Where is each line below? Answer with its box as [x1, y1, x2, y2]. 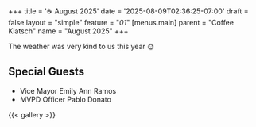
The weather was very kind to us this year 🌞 [8, 42, 155, 51]
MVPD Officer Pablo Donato [19, 94, 111, 104]
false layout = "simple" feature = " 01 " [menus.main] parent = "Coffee [8, 18, 235, 27]
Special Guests [8, 65, 85, 79]
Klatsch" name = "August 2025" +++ [8, 26, 129, 36]
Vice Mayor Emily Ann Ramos [19, 86, 117, 95]
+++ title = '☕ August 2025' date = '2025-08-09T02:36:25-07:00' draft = [8, 6, 249, 16]
